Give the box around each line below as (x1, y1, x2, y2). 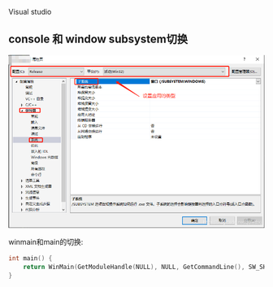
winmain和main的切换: (8, 237, 84, 246)
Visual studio (8, 7, 52, 16)
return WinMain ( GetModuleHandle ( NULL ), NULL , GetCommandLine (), (23, 263, 245, 271)
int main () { (8, 254, 53, 263)
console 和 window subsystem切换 (8, 33, 188, 46)
